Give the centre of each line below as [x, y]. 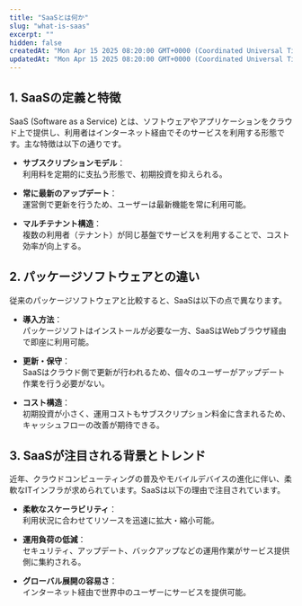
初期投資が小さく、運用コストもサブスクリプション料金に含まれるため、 [156, 413]
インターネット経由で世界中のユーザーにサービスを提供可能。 [137, 593]
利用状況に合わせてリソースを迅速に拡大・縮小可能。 [121, 521]
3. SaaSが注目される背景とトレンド [108, 456]
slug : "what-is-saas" [50, 26]
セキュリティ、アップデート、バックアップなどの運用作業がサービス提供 [156, 551]
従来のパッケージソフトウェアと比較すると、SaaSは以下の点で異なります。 [148, 300]
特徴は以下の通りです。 [83, 144]
